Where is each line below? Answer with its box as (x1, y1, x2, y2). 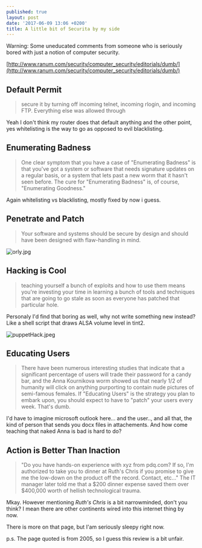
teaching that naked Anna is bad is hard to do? (6, 428, 122, 435)
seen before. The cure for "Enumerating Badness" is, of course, (21, 178, 180, 185)
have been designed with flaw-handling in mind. (21, 236, 141, 243)
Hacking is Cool (6, 266, 66, 276)
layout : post (6, 15, 39, 21)
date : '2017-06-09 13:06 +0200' (6, 20, 87, 26)
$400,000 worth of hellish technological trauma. (21, 487, 142, 494)
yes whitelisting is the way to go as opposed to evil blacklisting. (6, 125, 164, 133)
